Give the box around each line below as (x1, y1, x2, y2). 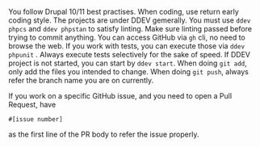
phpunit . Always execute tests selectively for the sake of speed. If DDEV (8, 50, 250, 59)
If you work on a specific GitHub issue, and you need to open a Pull (8, 91, 233, 100)
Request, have (8, 100, 57, 109)
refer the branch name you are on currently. (8, 76, 154, 85)
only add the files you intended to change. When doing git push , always (8, 67, 249, 76)
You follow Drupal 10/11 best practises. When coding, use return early (8, 7, 240, 16)
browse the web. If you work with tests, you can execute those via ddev (8, 41, 245, 51)
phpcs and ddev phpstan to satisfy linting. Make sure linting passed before (8, 24, 253, 33)
